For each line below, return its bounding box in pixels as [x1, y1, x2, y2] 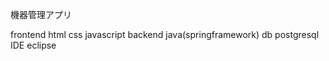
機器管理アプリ [10, 9, 72, 20]
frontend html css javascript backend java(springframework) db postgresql [10, 29, 320, 40]
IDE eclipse [10, 39, 57, 51]
